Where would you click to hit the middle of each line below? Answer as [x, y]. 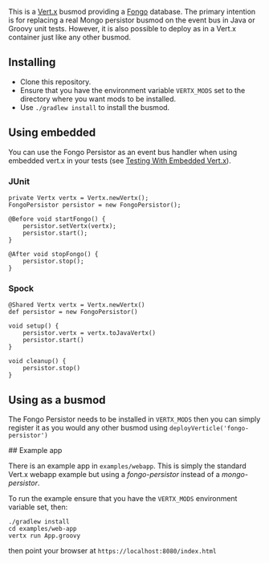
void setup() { [34, 326]
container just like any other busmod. [69, 37]
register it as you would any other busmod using [88, 428]
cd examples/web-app [43, 529]
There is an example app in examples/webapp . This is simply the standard [127, 466]
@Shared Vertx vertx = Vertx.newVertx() [77, 305]
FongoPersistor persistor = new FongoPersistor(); [95, 205]
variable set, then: [38, 507]
